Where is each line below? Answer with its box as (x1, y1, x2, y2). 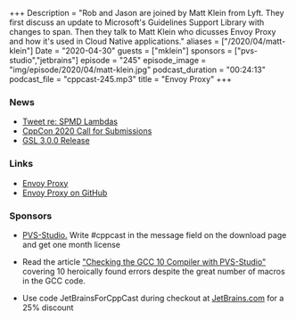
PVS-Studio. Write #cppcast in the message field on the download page (21, 229, 287, 240)
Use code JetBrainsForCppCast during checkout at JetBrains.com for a (21, 292, 284, 303)
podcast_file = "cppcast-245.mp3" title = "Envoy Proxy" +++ (9, 74, 233, 84)
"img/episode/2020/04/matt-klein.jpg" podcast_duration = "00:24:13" (9, 64, 266, 75)
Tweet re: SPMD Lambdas (21, 116, 119, 127)
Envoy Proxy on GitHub (21, 187, 108, 198)
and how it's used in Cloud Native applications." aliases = (9, 36, 220, 46)
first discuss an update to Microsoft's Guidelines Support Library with (9, 17, 265, 28)
